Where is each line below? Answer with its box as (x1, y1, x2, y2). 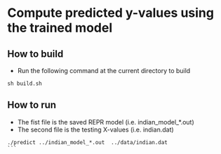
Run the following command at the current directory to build (17, 67, 191, 75)
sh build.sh (7, 80, 42, 87)
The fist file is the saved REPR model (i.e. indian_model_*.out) (17, 117, 194, 126)
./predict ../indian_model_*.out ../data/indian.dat (7, 139, 168, 146)
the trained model (7, 20, 113, 36)
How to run (7, 99, 57, 111)
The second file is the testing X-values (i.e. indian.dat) (17, 125, 174, 134)
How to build (7, 48, 64, 60)
